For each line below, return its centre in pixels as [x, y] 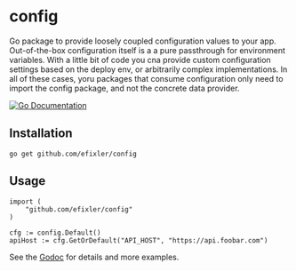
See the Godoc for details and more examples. [94, 257]
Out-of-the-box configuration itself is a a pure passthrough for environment [148, 50]
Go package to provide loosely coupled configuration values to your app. [143, 41]
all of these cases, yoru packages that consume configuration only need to [146, 78]
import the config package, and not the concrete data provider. [124, 88]
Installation [41, 134]
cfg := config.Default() [55, 233]
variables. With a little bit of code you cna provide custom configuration [140, 60]
